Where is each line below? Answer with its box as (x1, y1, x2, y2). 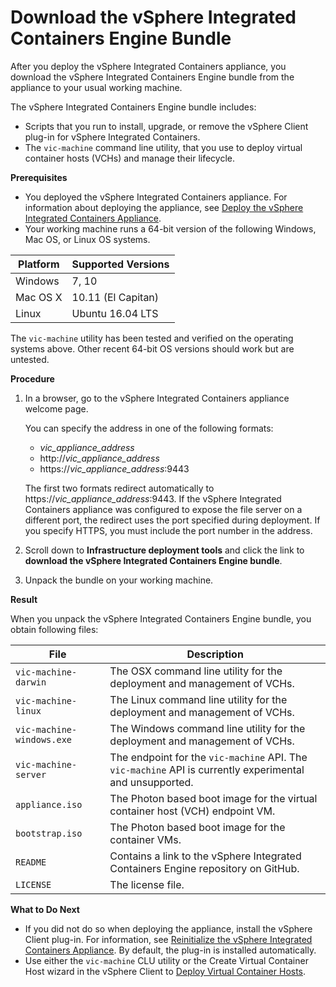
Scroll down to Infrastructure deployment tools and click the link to (24, 544, 305, 556)
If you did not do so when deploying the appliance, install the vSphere (24, 922, 313, 935)
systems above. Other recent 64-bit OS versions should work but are (10, 342, 295, 355)
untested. (10, 353, 50, 365)
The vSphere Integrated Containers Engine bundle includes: (10, 101, 257, 113)
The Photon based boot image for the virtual (109, 791, 318, 805)
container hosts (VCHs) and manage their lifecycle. (24, 152, 236, 164)
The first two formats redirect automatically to (24, 482, 215, 494)
